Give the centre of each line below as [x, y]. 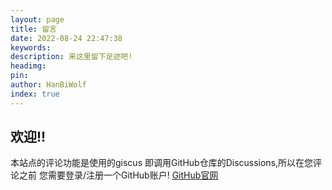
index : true [35, 94]
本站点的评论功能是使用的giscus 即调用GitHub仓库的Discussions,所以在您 [162, 163]
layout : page [37, 19]
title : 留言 [33, 29]
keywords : [31, 47]
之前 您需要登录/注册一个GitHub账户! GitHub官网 [118, 175]
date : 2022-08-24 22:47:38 [66, 38]
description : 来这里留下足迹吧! [71, 57]
